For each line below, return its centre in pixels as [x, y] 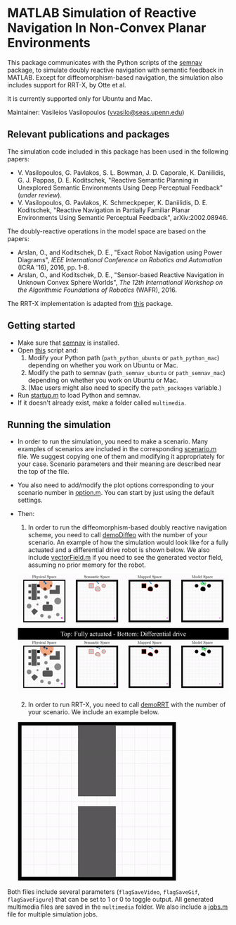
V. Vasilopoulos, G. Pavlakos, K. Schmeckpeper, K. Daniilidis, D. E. [113, 202]
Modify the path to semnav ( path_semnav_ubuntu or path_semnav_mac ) [127, 372]
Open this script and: [48, 350]
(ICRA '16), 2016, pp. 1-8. [53, 267]
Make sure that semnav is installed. [68, 343]
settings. [30, 500]
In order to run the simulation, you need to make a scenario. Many [113, 441]
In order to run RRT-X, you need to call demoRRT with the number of [127, 705]
